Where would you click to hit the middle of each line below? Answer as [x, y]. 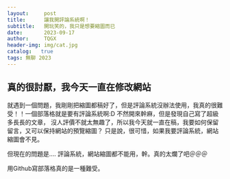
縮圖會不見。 [25, 139]
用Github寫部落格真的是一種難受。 [55, 168]
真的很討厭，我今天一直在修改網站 [79, 87]
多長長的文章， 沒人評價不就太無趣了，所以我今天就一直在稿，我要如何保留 [113, 122]
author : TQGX [32, 39]
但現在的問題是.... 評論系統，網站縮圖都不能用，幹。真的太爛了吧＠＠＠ [107, 154]
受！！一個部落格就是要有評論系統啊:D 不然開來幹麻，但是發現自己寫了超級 [113, 113]
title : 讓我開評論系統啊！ [49, 20]
